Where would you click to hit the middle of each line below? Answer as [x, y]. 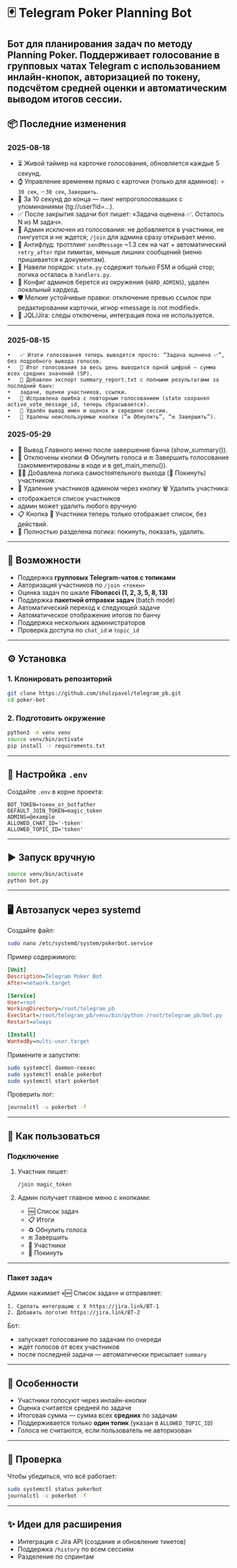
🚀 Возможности [44, 561]
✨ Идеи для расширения [65, 1525]
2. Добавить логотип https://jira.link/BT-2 [74, 1313]
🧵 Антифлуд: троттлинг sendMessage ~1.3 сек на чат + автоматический [122, 244]
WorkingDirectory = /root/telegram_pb [61, 1009]
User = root [22, 1002]
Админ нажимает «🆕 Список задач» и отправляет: [85, 1293]
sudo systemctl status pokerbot [55, 1489]
